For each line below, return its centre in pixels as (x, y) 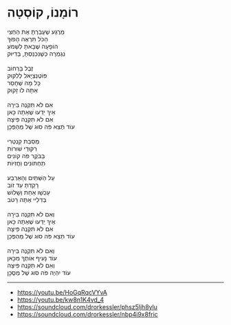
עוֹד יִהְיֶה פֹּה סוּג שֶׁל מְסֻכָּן (39, 272)
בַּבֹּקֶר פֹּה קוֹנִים (26, 155)
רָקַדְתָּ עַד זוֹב (23, 185)
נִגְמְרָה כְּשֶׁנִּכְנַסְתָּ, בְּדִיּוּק (36, 54)
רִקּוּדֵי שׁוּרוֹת (22, 148)
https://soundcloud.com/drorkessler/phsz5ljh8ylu (87, 306)
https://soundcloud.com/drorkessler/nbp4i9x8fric (87, 314)
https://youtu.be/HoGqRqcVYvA (62, 292)
